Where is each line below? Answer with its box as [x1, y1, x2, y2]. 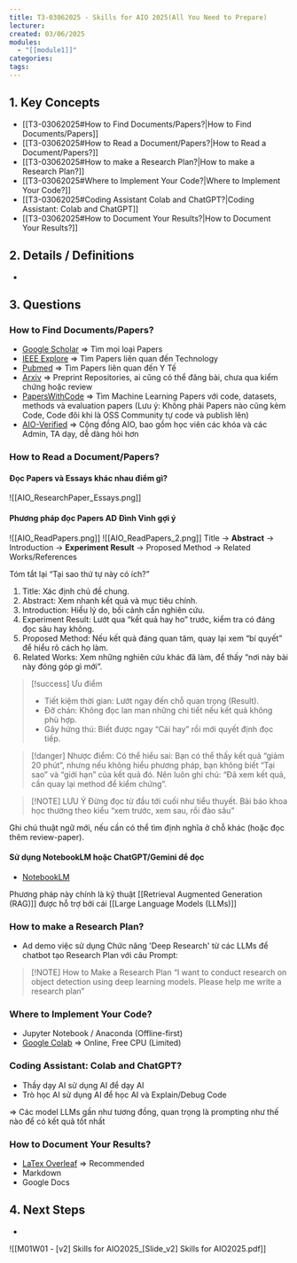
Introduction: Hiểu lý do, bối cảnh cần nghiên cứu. [21, 604, 206, 615]
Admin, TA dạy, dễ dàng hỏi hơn [21, 429, 139, 440]
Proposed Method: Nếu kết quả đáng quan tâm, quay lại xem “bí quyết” [21, 633, 283, 643]
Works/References [9, 551, 78, 562]
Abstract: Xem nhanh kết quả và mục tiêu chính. [21, 595, 198, 605]
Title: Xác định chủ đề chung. [21, 586, 130, 596]
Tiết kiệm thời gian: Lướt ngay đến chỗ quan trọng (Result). [43, 695, 260, 706]
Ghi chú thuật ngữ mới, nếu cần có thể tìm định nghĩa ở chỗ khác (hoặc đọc [9, 822, 285, 833]
